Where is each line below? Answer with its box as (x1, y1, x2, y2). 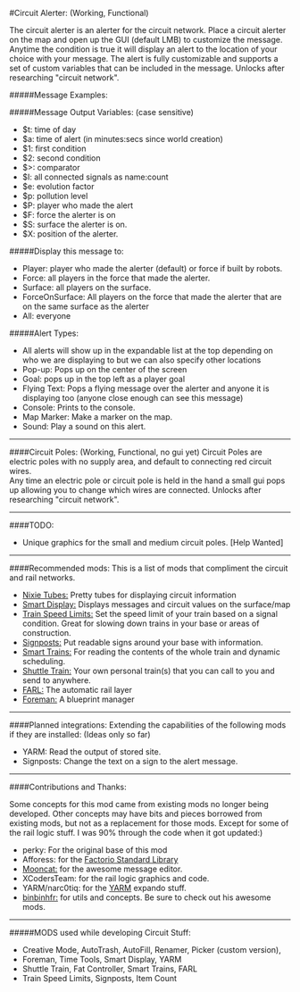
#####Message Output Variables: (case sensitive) (9, 107, 195, 117)
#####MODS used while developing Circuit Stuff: (9, 928, 191, 938)
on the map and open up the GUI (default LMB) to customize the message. (9, 35, 283, 45)
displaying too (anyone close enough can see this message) (21, 393, 244, 403)
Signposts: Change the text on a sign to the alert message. (21, 756, 238, 766)
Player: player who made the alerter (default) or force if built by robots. (21, 263, 283, 273)
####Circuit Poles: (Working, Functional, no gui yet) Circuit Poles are (9, 446, 262, 457)
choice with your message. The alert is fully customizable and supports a (9, 54, 279, 63)
